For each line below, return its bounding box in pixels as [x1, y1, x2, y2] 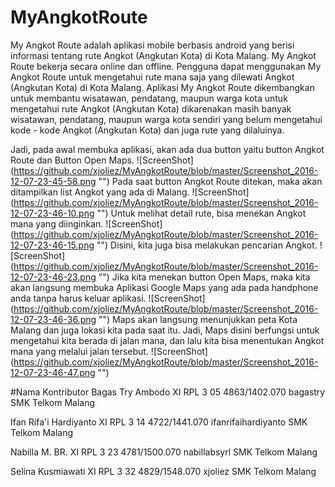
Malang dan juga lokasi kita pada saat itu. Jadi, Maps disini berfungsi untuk [10, 324, 320, 336]
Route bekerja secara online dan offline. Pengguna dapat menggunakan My [10, 60, 322, 72]
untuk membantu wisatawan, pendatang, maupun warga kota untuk [10, 92, 288, 104]
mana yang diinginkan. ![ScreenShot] [10, 217, 163, 230]
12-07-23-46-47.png [10, 366, 96, 378]
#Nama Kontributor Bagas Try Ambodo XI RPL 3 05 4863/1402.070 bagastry [10, 386, 326, 398]
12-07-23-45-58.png [10, 175, 97, 187]
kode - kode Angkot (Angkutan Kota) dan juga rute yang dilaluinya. [10, 124, 285, 136]
